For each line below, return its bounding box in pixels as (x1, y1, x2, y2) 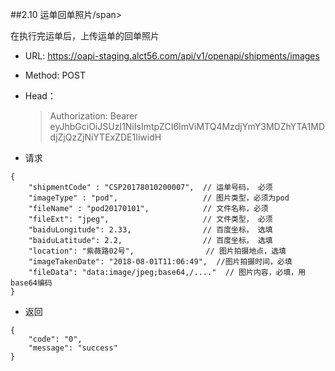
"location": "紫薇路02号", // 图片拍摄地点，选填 (28, 246, 287, 256)
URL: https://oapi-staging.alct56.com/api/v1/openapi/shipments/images (24, 50, 320, 62)
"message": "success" (28, 343, 118, 353)
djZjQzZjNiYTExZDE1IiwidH (49, 131, 162, 143)
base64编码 (10, 278, 53, 288)
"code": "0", (28, 334, 83, 344)
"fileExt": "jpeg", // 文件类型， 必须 (28, 214, 273, 224)
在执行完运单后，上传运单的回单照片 (10, 30, 160, 42)
